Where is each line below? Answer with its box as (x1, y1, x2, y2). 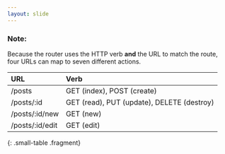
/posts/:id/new (11, 109, 59, 119)
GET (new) (66, 109, 102, 119)
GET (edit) (66, 120, 100, 130)
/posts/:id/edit (11, 120, 58, 130)
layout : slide (7, 10, 50, 18)
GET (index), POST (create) (66, 85, 157, 95)
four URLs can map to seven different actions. (7, 57, 142, 66)
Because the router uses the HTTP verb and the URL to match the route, (7, 49, 218, 58)
